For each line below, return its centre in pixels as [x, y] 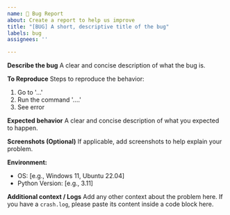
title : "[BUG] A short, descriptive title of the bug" [88, 26]
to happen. [23, 128]
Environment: [27, 162]
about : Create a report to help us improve [71, 20]
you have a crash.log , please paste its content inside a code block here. [110, 204]
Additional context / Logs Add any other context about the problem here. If [115, 197]
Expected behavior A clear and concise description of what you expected [113, 121]
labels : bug [24, 33]
